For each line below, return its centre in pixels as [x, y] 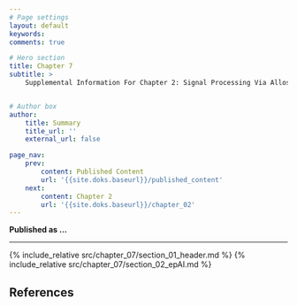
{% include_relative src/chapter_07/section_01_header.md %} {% [127, 255]
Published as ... [38, 230]
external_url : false [63, 139]
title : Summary [53, 123]
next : [35, 188]
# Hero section [37, 58]
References [42, 292]
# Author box [33, 106]
